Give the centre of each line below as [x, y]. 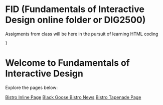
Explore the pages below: [31, 87]
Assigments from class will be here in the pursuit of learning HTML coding [82, 34]
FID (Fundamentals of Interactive [75, 9]
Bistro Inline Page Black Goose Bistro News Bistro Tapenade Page [73, 97]
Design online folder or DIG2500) [75, 20]
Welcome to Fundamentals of [68, 63]
